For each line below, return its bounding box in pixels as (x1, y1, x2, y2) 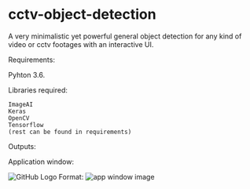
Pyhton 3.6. (8, 70, 46, 79)
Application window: (8, 157, 75, 166)
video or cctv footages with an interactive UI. (8, 39, 154, 49)
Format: (58, 172, 84, 181)
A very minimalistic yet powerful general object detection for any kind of (8, 31, 242, 41)
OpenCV (8, 114, 30, 122)
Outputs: (8, 141, 37, 151)
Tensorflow (8, 121, 44, 129)
